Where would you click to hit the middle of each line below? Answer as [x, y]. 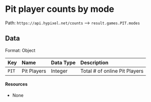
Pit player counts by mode [60, 9]
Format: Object [20, 50]
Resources [17, 84]
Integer [59, 71]
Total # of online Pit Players [112, 71]
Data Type [63, 62]
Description [94, 62]
